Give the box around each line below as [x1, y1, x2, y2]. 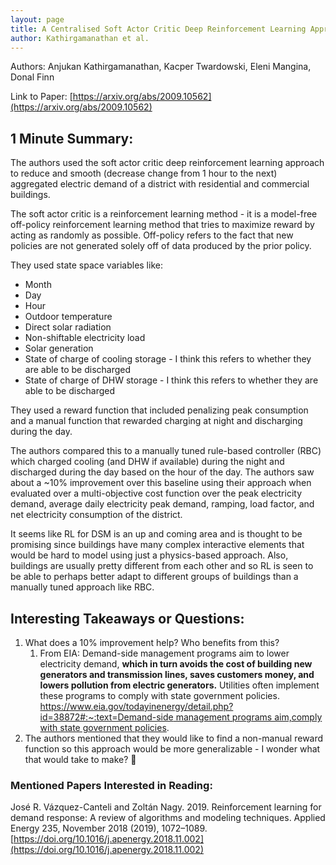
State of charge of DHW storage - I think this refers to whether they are [24, 374, 319, 386]
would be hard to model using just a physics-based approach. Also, [10, 549, 289, 561]
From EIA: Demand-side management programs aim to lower [39, 647, 290, 659]
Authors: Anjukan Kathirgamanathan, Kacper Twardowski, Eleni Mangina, [10, 61, 312, 73]
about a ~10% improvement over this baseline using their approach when [10, 477, 312, 489]
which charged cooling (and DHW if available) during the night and [10, 456, 285, 468]
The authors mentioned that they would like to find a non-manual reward [24, 732, 324, 744]
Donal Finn [10, 71, 55, 83]
